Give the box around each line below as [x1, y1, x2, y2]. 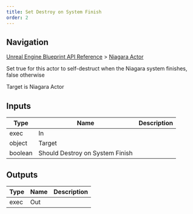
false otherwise [6, 71, 45, 79]
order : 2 [6, 15, 29, 21]
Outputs [6, 170, 38, 180]
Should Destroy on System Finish [38, 149, 133, 157]
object [9, 139, 27, 148]
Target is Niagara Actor [6, 83, 64, 91]
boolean [9, 149, 33, 157]
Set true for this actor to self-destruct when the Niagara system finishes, [6, 65, 188, 72]
